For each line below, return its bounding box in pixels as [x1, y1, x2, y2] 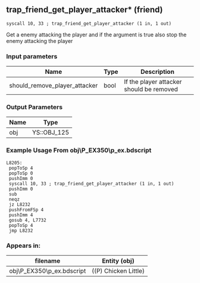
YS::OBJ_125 [32, 128, 70, 136]
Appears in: [6, 241, 41, 250]
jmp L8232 [8, 228, 33, 234]
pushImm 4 [8, 212, 33, 218]
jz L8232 [8, 201, 31, 207]
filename [35, 257, 61, 265]
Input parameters [6, 52, 58, 60]
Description [140, 68, 174, 76]
